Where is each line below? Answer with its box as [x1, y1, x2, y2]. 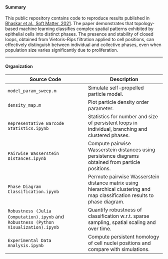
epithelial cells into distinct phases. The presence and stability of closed [5, 31, 154, 37]
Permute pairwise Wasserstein [87, 173, 160, 180]
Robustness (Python [7, 219, 54, 225]
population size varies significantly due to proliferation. [5, 47, 118, 53]
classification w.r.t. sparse [87, 213, 149, 220]
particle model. [87, 91, 123, 98]
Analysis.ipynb [7, 243, 44, 248]
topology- [134, 21, 155, 27]
